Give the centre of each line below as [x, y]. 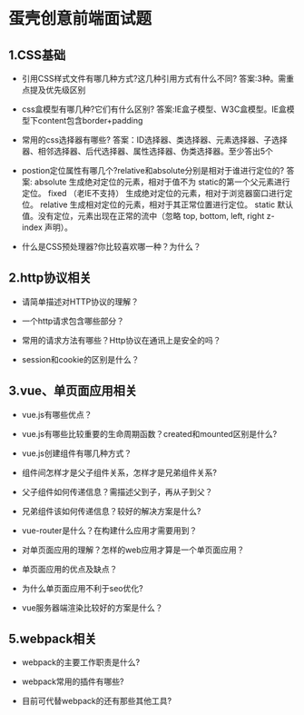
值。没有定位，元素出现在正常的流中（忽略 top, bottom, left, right [143, 216]
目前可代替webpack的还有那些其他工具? [97, 701]
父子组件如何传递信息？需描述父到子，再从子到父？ [117, 492]
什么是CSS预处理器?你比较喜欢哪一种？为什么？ [111, 247]
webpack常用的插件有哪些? [73, 681]
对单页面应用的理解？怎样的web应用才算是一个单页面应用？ [133, 550]
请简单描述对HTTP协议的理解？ [80, 302]
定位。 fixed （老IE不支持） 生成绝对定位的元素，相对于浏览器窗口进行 [153, 193]
